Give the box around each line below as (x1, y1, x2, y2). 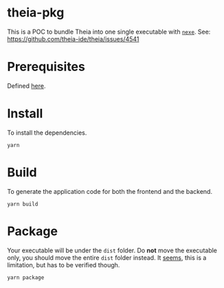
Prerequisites (7, 59, 86, 75)
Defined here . (7, 81, 46, 90)
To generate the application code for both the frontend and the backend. (7, 187, 213, 195)
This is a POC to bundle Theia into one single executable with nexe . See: (7, 27, 211, 36)
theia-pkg (7, 5, 65, 21)
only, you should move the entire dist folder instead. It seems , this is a (7, 253, 207, 262)
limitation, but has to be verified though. (7, 261, 120, 269)
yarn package (7, 274, 45, 281)
